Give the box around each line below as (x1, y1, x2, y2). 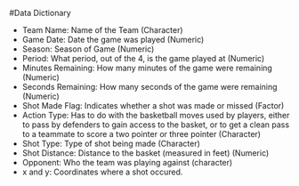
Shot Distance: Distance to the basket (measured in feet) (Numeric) (21, 148, 270, 158)
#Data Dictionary (9, 8, 71, 18)
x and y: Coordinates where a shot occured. (21, 166, 183, 177)
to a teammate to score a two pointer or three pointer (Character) (21, 129, 261, 139)
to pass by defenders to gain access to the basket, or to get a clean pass (21, 119, 290, 130)
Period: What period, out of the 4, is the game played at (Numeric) (21, 53, 265, 63)
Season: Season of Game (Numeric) (21, 44, 155, 54)
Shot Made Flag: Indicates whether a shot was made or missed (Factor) (21, 101, 285, 110)
